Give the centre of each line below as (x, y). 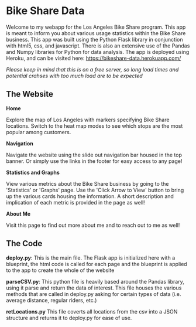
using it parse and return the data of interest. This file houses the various (94, 288)
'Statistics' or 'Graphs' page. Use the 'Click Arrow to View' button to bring (95, 190)
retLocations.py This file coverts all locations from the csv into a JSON (92, 311)
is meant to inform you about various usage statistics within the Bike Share (96, 33)
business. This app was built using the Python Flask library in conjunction (94, 39)
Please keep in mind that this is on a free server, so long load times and (92, 69)
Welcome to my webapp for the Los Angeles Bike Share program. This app (96, 27)
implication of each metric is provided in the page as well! (75, 202)
